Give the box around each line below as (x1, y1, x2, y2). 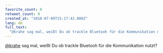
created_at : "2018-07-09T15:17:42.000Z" (5, 16, 88, 21)
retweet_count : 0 (5, 12, 40, 16)
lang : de (5, 20, 23, 26)
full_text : (5, 25, 27, 30)
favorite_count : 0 (5, 7, 42, 12)
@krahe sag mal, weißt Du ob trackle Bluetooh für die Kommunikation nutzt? (5, 43, 158, 48)
